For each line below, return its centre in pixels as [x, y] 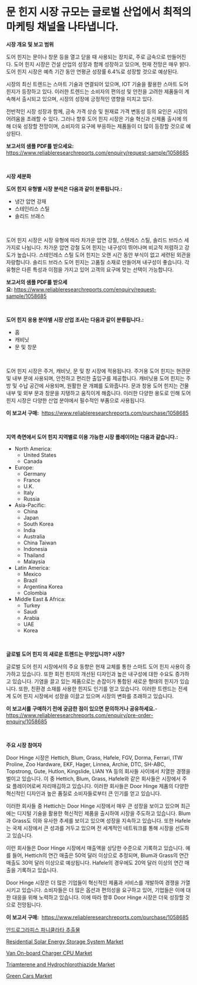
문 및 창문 [26, 347]
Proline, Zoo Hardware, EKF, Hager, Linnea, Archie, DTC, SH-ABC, [86, 764]
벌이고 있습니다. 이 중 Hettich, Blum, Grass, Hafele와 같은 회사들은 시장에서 [94, 779]
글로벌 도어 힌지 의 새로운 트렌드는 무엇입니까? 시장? [66, 654]
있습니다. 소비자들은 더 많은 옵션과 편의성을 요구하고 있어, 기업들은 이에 [103, 890]
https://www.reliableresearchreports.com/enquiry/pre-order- [80, 715]
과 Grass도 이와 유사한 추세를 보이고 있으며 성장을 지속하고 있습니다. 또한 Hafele [98, 820]
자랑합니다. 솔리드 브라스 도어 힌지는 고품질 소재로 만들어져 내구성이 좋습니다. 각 [98, 262]
